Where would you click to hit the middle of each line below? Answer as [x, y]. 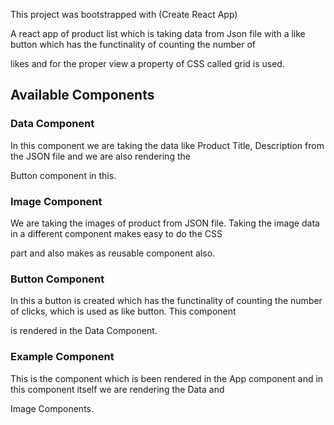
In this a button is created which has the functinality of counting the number [166, 301]
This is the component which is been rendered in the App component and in [167, 378]
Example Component [62, 357]
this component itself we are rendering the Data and [117, 389]
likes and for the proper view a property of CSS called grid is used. [147, 63]
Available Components [82, 95]
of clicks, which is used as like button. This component [123, 311]
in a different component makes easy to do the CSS [116, 233]
